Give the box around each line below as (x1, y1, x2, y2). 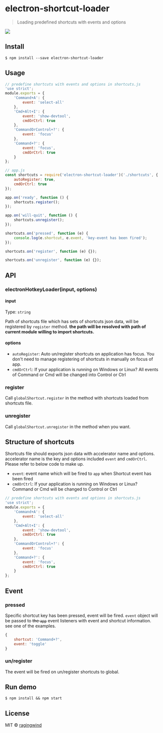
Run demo (5, 683, 37, 691)
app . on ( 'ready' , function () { (5, 195, 69, 200)
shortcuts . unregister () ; (14, 217, 64, 223)
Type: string (5, 309, 31, 315)
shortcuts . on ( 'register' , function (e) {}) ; (5, 249, 97, 254)
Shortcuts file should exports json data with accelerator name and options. (5, 451, 155, 457)
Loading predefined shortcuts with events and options (17, 19, 126, 25)
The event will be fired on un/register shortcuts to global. (5, 669, 120, 675)
